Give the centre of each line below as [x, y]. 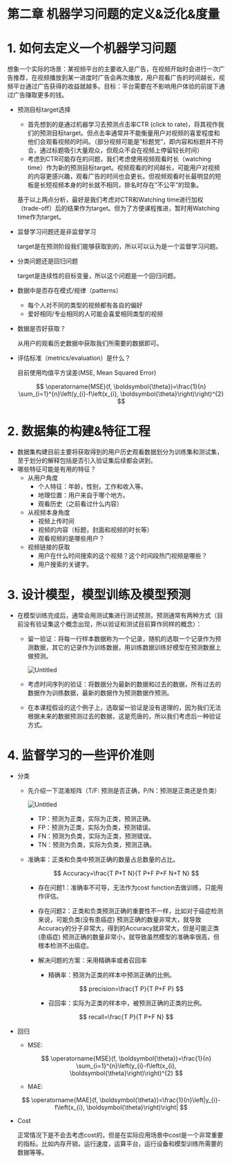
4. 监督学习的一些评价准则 [81, 756]
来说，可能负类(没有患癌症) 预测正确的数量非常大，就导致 [119, 919]
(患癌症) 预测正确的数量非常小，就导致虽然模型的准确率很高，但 [128, 937]
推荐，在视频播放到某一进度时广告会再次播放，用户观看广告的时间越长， [116, 78]
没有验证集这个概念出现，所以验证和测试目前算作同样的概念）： [113, 624]
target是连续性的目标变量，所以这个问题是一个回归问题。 [98, 276]
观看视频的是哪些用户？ [71, 539]
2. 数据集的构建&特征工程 [79, 432]
